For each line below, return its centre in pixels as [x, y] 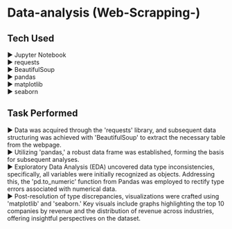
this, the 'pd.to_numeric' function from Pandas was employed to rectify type [116, 181]
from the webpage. [35, 145]
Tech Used [31, 38]
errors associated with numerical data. [62, 189]
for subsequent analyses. [43, 159]
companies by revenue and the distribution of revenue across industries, [111, 211]
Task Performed [43, 113]
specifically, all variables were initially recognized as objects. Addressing [111, 174]
